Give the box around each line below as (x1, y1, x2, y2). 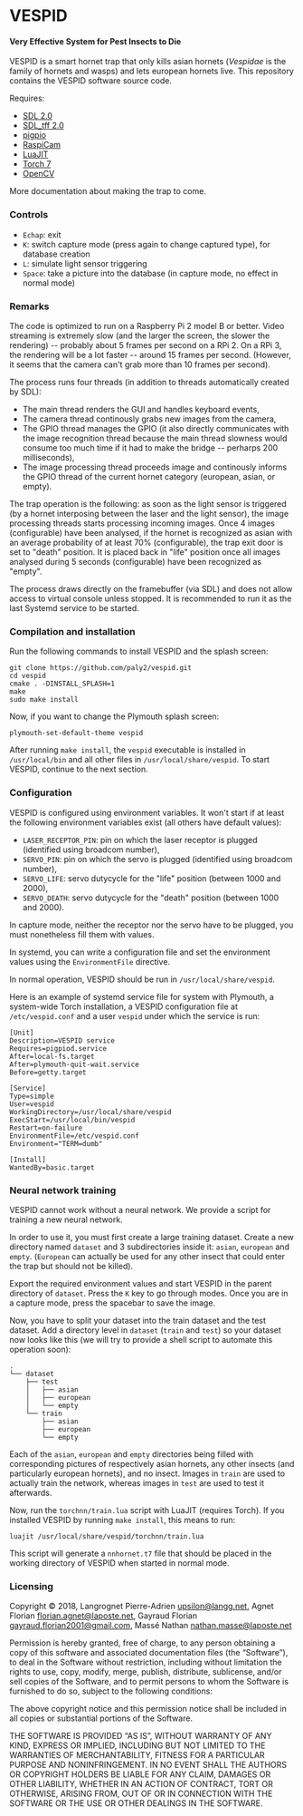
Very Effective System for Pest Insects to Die (9, 35, 182, 46)
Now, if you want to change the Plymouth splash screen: (9, 711, 220, 722)
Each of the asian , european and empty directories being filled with (9, 1448, 254, 1460)
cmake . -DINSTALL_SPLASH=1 (9, 679, 116, 689)
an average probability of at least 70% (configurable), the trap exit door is (9, 537, 284, 548)
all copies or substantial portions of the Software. (9, 1713, 193, 1724)
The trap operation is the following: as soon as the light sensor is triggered (9, 498, 287, 509)
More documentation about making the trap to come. (9, 186, 206, 197)
